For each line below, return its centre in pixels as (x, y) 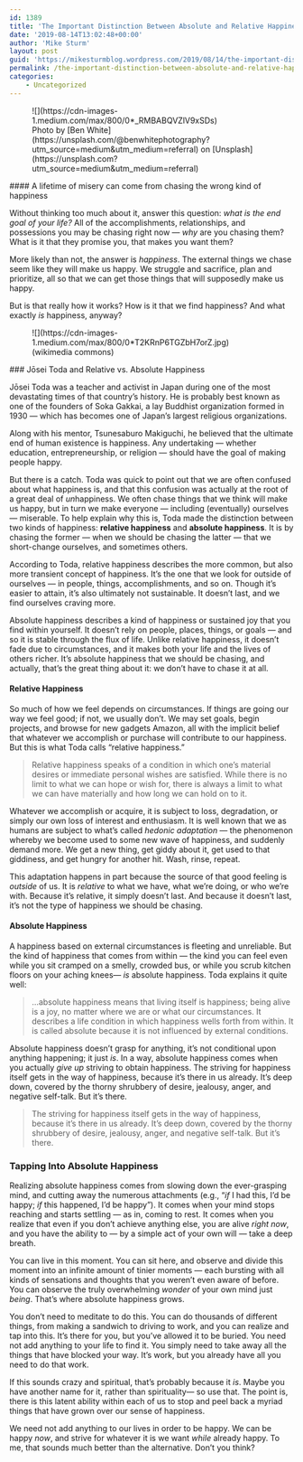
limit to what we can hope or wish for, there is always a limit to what (157, 783)
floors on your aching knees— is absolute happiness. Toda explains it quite (148, 975)
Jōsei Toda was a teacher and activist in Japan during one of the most (140, 387)
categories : (32, 77)
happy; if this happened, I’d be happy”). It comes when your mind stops (142, 1205)
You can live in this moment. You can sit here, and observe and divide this (147, 1261)
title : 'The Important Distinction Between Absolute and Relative (137, 26)
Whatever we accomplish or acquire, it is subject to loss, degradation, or (144, 811)
